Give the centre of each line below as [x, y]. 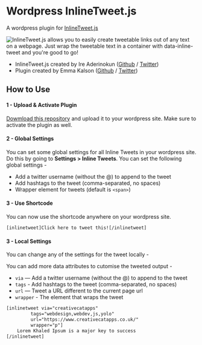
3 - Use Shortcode [30, 203]
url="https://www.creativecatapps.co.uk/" [84, 319]
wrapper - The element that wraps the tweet [69, 297]
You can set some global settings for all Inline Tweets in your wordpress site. [101, 152]
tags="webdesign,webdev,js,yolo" [72, 314]
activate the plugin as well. [39, 124]
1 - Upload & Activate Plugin [42, 105]
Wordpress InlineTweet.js [71, 11]
